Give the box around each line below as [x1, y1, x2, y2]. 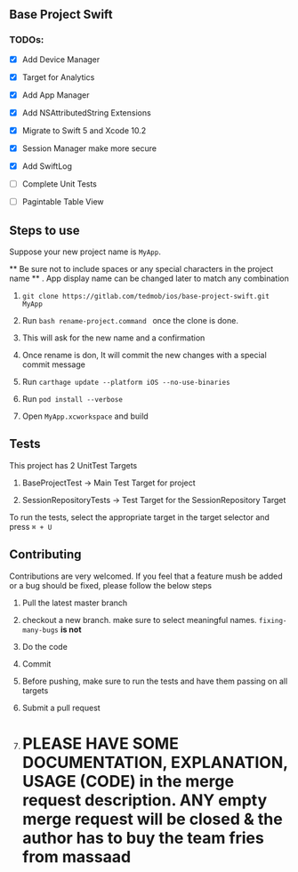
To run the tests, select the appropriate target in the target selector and [9, 511, 270, 523]
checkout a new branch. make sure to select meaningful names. [21, 614, 257, 625]
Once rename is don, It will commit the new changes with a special [21, 350, 267, 361]
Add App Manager [21, 89, 90, 100]
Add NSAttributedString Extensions [21, 107, 151, 118]
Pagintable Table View [21, 196, 104, 207]
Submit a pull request [21, 702, 101, 713]
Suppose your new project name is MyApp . [9, 246, 162, 257]
